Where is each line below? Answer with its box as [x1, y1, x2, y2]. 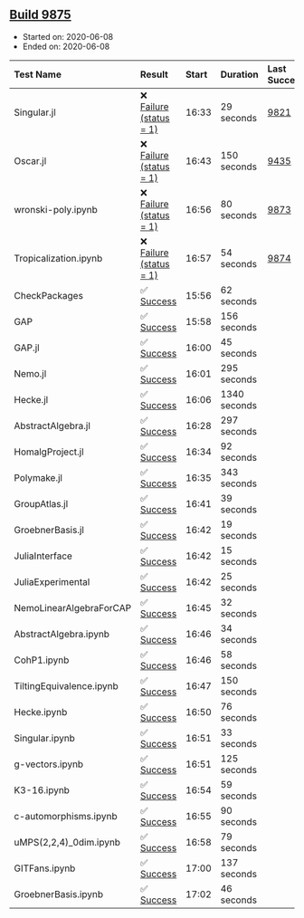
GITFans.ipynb [14, 862, 76, 875]
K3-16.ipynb [14, 783, 71, 796]
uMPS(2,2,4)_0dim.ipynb [14, 836, 120, 848]
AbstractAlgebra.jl [14, 419, 90, 432]
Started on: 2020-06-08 [22, 31, 114, 42]
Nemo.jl [14, 367, 47, 379]
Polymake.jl [14, 471, 63, 483]
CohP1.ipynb [14, 654, 70, 666]
